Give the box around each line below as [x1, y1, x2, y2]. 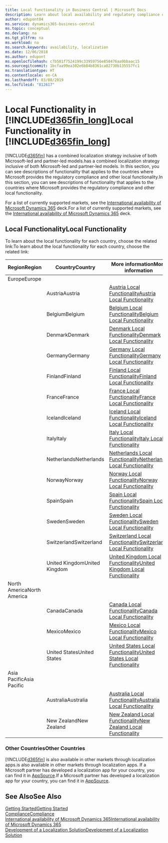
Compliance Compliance [5, 811, 55, 817]
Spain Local [109, 491, 137, 498]
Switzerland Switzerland [46, 539, 102, 546]
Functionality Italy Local [109, 435, 163, 442]
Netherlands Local [109, 449, 152, 456]
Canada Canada [46, 607, 83, 614]
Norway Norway [46, 477, 83, 484]
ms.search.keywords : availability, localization [5, 45, 108, 50]
